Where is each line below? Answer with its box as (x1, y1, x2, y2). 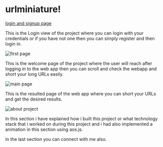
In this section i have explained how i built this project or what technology (5, 115, 158, 122)
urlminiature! (5, 4, 61, 15)
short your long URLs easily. (5, 71, 64, 77)
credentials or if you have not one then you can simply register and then (5, 35, 155, 41)
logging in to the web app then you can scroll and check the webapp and (5, 66, 157, 72)
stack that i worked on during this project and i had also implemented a (5, 121, 153, 127)
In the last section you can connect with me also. (5, 136, 107, 142)
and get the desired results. (5, 96, 63, 102)
